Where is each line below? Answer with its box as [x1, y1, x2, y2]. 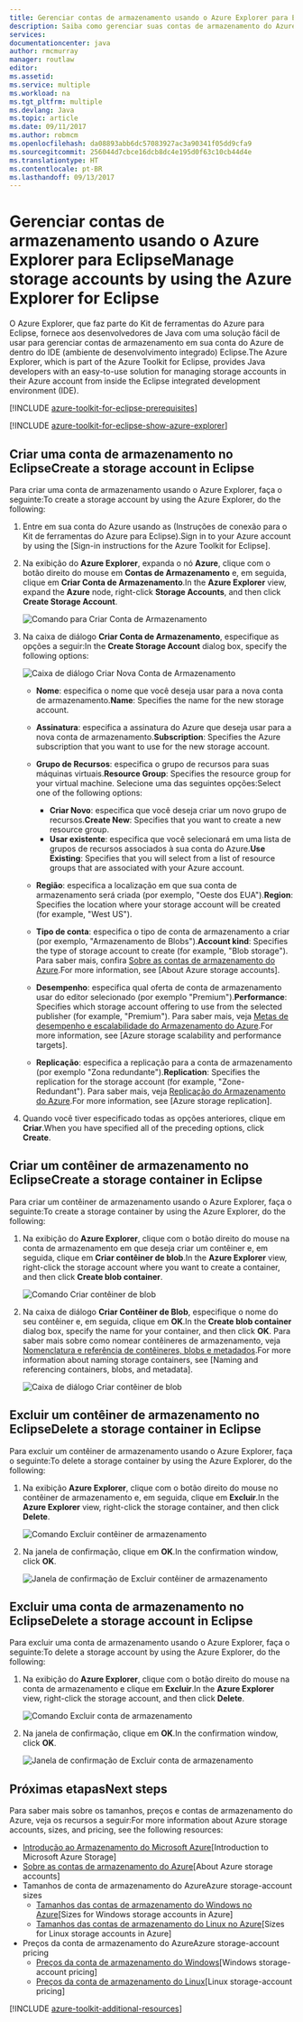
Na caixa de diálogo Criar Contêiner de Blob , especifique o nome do [22, 1306, 279, 1317]
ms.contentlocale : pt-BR [9, 164, 103, 173]
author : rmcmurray [9, 47, 78, 56]
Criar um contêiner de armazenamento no [9, 1158, 250, 1173]
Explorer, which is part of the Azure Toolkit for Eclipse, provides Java [9, 357, 266, 367]
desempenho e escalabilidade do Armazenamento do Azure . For [35, 1021, 273, 1031]
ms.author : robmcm [9, 131, 78, 140]
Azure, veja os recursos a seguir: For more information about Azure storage [9, 1815, 288, 1826]
